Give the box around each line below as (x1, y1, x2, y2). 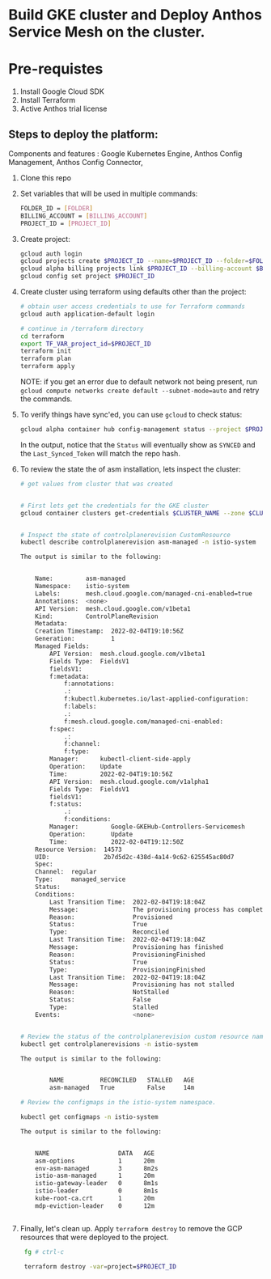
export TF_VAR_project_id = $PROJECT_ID (19, 340, 151, 348)
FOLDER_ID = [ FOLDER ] (19, 204, 94, 212)
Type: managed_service (35, 875, 126, 883)
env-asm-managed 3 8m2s (35, 1164, 159, 1172)
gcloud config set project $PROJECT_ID (19, 273, 155, 281)
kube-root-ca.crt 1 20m (35, 1195, 155, 1203)
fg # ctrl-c (23, 1247, 65, 1256)
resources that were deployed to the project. (19, 1232, 169, 1242)
